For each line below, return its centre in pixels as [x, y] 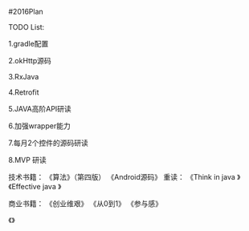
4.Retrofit [24, 92]
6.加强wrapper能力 [39, 126]
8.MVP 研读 [27, 160]
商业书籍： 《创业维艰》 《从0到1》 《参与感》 [86, 203]
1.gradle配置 [29, 44]
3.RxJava [24, 77]
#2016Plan [26, 12]
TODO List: [27, 27]
